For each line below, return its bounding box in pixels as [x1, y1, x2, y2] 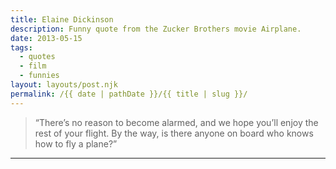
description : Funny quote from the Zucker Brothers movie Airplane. [10, 24, 302, 34]
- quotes [19, 52, 56, 62]
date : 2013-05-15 [10, 33, 83, 43]
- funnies [19, 71, 60, 81]
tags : [10, 42, 33, 53]
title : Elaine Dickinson [10, 14, 114, 25]
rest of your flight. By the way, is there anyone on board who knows [34, 127, 314, 139]
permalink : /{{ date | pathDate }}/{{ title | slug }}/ [10, 89, 248, 99]
